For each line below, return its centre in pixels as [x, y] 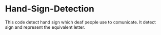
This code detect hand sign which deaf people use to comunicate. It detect [80, 22]
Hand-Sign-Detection [50, 9]
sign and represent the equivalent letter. [45, 27]
